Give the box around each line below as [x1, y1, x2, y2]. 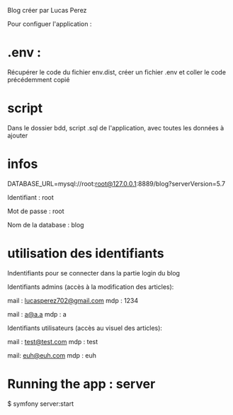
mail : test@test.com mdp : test [7, 337, 98, 346]
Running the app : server [7, 375, 156, 392]
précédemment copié [7, 75, 70, 84]
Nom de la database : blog [7, 220, 84, 229]
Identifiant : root [7, 193, 55, 201]
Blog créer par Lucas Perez [7, 6, 87, 14]
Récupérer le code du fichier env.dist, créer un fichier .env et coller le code [7, 67, 227, 76]
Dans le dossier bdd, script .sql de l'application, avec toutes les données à [7, 123, 225, 132]
